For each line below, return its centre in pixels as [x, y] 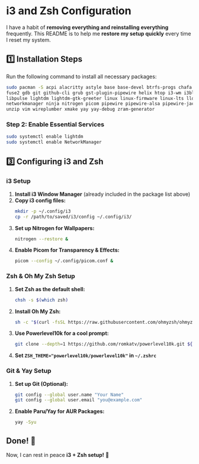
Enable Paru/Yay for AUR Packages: [60, 411]
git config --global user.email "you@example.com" [78, 400]
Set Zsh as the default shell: [50, 289]
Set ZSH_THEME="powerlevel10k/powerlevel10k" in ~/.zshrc [86, 356]
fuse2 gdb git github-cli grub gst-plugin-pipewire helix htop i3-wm [94, 93]
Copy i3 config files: [40, 200]
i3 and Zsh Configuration [69, 11]
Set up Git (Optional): [41, 384]
